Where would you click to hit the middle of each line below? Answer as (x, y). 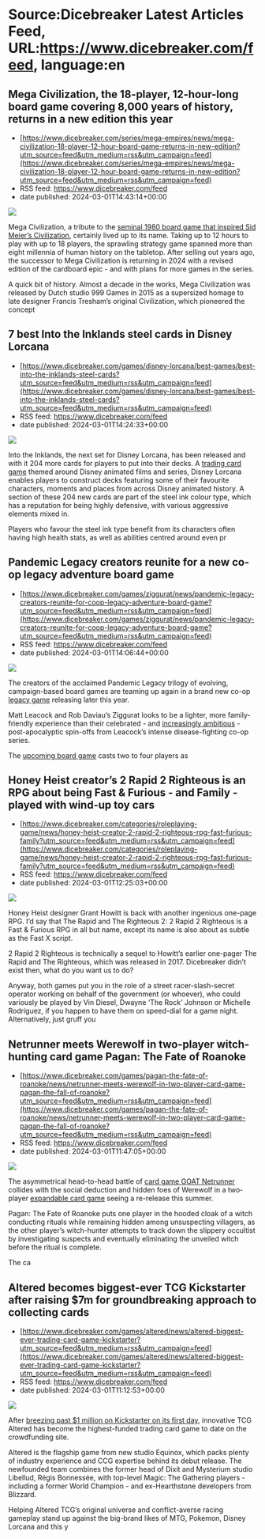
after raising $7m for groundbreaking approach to (132, 1300)
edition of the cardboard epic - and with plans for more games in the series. (131, 269)
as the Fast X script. (41, 938)
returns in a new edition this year (91, 119)
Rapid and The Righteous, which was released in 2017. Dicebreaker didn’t (127, 962)
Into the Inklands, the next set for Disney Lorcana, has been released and (127, 455)
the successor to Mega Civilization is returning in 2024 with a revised (121, 260)
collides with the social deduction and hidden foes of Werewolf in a (117, 1190)
